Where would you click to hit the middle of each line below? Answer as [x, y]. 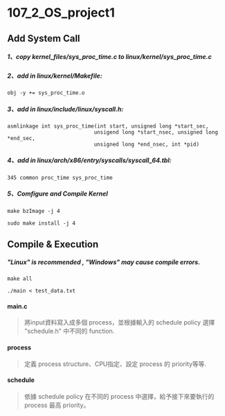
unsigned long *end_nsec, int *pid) [146, 144]
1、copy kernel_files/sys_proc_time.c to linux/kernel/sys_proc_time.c [110, 57]
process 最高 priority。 [57, 405]
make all [20, 279]
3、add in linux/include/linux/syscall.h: [65, 109]
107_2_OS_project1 [61, 13]
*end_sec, [21, 138]
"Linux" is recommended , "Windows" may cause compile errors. [104, 262]
